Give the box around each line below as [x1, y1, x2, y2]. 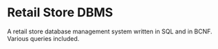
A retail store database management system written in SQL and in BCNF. [7, 27, 212, 35]
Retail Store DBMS [7, 5, 113, 20]
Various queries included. [7, 34, 80, 42]
